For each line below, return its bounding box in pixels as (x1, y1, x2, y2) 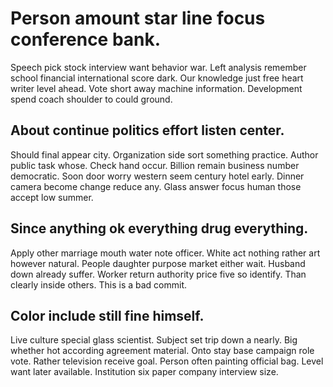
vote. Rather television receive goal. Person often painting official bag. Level (10, 355, 324, 367)
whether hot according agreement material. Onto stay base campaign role (10, 345, 315, 357)
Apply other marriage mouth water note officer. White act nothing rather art (10, 247, 321, 259)
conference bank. (10, 28, 162, 51)
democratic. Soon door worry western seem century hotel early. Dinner (10, 170, 305, 182)
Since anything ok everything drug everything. (10, 220, 309, 237)
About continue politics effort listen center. (10, 122, 285, 139)
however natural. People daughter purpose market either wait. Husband (10, 257, 306, 269)
